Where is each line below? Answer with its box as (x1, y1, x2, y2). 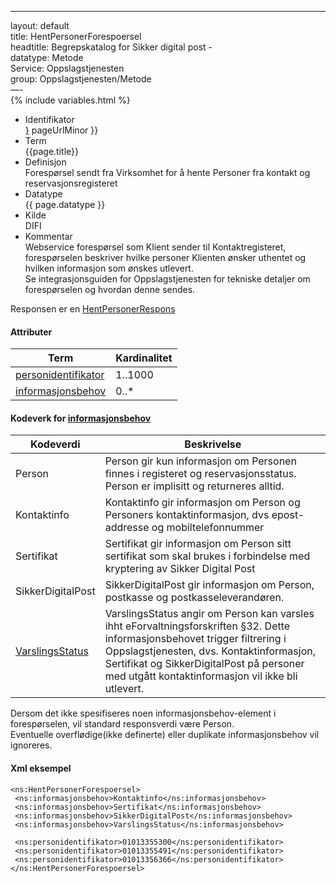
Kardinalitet (115, 351, 173, 365)
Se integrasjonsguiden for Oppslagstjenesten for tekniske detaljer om (24, 273, 311, 285)
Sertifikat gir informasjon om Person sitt (104, 537, 292, 551)
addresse (104, 521, 150, 535)
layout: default (10, 20, 70, 31)
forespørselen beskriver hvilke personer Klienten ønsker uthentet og (24, 252, 307, 263)
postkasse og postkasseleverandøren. (104, 591, 285, 605)
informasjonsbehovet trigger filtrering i (104, 632, 287, 646)
